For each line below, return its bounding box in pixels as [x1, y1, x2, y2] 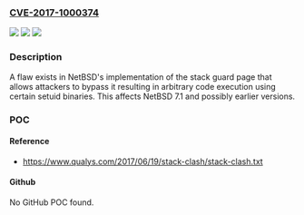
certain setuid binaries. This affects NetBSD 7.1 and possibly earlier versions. [9, 91, 296, 102]
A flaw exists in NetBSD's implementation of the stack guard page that [9, 71, 272, 83]
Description [9, 51, 63, 64]
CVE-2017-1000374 [9, 6, 100, 19]
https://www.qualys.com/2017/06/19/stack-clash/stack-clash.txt [22, 156, 263, 167]
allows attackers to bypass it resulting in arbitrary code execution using [9, 81, 277, 92]
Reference [9, 136, 50, 147]
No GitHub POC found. [9, 197, 94, 208]
